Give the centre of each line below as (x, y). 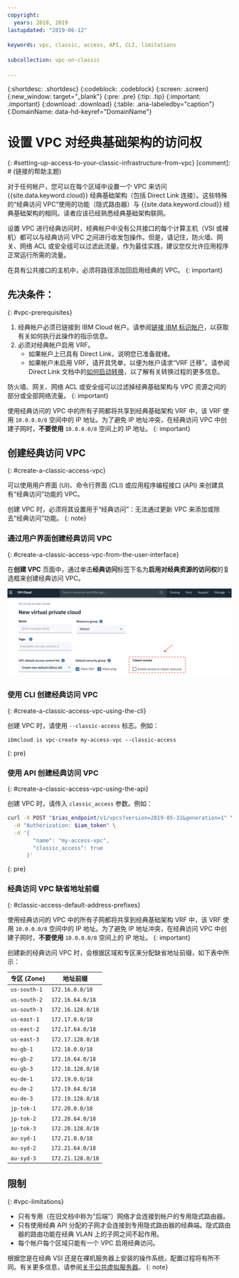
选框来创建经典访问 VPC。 (46, 578)
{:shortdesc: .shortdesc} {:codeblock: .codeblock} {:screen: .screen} (108, 88)
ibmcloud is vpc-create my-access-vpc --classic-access (92, 740)
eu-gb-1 (22, 1049)
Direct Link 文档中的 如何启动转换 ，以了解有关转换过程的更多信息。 (126, 371)
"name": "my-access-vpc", (71, 841)
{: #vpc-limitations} (36, 1201)
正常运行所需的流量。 (38, 255)
